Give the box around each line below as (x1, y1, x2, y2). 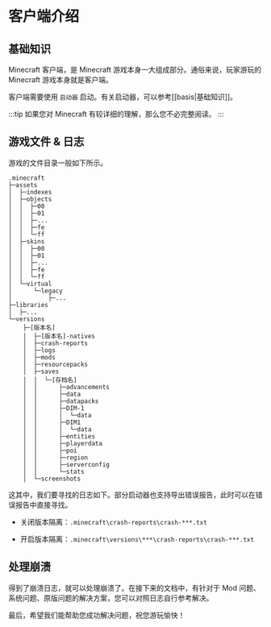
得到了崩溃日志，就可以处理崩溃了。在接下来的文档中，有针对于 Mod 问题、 (8, 583, 261, 592)
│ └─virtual (8, 280, 52, 288)
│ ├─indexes (8, 188, 52, 196)
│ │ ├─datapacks (23, 397, 99, 405)
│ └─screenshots (23, 475, 81, 483)
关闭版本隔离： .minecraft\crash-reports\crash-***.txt (19, 517, 207, 526)
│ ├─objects (8, 195, 52, 203)
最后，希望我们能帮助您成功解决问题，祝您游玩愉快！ (8, 610, 186, 620)
